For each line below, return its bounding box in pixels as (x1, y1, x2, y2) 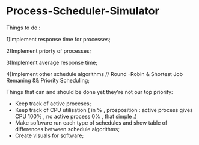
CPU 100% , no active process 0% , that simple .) (14, 113, 137, 120)
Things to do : (6, 24, 41, 31)
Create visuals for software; (14, 132, 84, 139)
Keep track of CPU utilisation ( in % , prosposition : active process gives (14, 106, 194, 113)
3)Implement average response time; (6, 59, 98, 66)
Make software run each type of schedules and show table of (14, 119, 168, 126)
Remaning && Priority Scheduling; (6, 77, 90, 84)
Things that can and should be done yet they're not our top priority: (6, 88, 173, 95)
